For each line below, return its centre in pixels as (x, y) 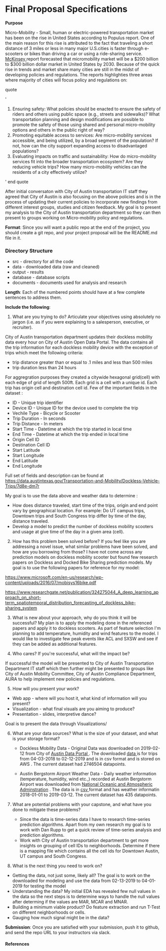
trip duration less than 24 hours (44, 368)
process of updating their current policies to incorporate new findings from (81, 202)
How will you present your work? (46, 689)
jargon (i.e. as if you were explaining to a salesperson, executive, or (81, 322)
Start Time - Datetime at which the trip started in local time (72, 429)
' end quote (17, 182)
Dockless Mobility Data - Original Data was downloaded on (80, 748)
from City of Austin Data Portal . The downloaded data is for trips (92, 753)
